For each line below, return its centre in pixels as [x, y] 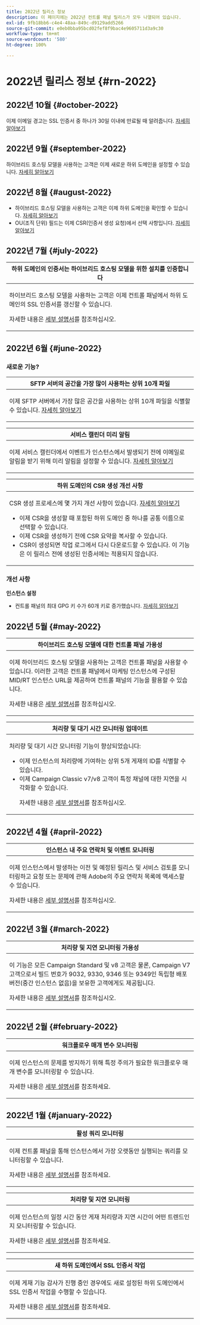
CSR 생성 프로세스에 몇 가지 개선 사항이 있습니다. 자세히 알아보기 [94, 503]
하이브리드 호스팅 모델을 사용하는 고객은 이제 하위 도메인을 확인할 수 [93, 208]
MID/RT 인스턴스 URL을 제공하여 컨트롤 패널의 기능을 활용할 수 [92, 680]
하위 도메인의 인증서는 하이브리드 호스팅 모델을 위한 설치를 [88, 269]
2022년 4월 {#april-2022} [54, 832]
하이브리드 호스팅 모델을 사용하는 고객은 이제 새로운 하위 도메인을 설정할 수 [93, 164]
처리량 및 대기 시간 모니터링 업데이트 [100, 729]
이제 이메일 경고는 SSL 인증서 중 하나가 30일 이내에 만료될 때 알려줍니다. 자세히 [98, 120]
